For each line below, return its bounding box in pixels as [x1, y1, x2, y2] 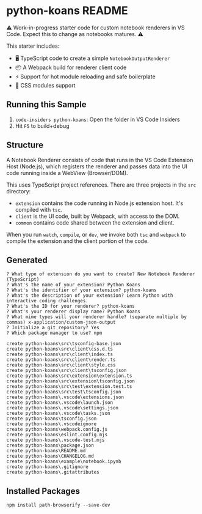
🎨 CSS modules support [15, 81, 76, 89]
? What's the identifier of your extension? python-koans [6, 287, 157, 294]
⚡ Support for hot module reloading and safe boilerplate [15, 73, 156, 80]
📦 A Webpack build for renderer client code [15, 64, 127, 71]
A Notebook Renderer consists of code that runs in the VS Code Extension [6, 156, 193, 163]
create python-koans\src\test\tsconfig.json [6, 389, 121, 395]
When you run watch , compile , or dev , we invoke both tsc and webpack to [6, 231, 186, 238]
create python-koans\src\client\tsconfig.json [6, 368, 127, 374]
